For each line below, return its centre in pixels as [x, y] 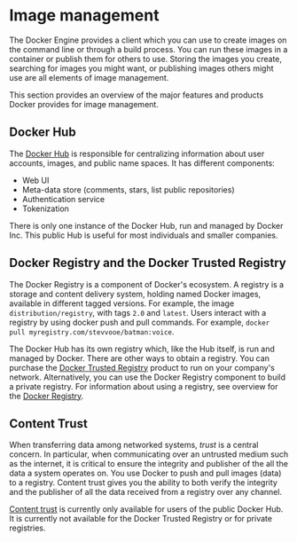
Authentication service [63, 199]
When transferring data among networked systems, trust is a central [134, 445]
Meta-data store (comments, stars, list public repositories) [128, 189]
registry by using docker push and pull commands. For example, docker [140, 322]
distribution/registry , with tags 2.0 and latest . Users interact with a [138, 312]
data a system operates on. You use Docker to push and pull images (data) [145, 473]
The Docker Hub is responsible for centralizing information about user [137, 153]
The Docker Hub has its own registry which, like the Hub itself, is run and [142, 349]
